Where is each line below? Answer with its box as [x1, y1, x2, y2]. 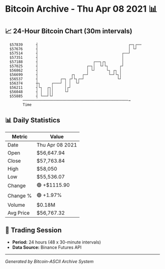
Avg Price [7, 209, 30, 216]
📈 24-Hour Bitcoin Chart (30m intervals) [5, 27, 133, 35]
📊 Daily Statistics [5, 116, 60, 124]
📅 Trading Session [5, 226, 62, 235]
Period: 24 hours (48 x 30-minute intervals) [12, 239, 101, 245]
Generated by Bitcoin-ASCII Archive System [5, 258, 94, 264]
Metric [12, 133, 28, 140]
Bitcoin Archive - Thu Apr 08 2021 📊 [5, 3, 158, 15]
